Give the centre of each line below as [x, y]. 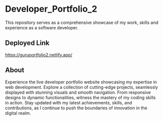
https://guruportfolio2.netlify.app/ [39, 55]
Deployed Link [27, 43]
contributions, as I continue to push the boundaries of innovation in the [76, 108]
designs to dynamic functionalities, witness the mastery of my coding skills [81, 97]
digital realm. [18, 113]
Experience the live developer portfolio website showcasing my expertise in [81, 82]
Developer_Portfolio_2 [51, 9]
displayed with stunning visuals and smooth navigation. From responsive [78, 92]
